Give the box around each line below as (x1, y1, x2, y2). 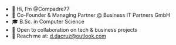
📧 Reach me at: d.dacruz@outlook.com (11, 32, 107, 39)
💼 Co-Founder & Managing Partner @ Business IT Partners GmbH (11, 12, 170, 18)
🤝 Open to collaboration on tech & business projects (11, 27, 138, 33)
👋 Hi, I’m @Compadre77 (11, 6, 70, 12)
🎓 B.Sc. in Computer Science (11, 18, 84, 25)
